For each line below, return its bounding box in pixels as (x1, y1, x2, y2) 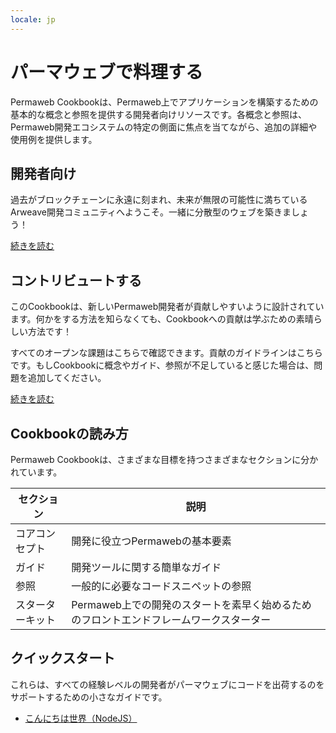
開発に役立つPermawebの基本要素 (71, 534, 232, 548)
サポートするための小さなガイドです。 (10, 691, 168, 703)
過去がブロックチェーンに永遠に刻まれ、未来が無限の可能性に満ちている (10, 194, 308, 206)
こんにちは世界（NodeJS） (24, 712, 138, 724)
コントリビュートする (10, 272, 142, 289)
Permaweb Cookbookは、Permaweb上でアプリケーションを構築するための (10, 96, 319, 108)
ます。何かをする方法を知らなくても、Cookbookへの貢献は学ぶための (10, 313, 297, 325)
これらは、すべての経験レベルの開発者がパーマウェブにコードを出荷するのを (10, 678, 325, 690)
